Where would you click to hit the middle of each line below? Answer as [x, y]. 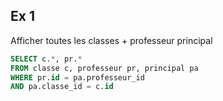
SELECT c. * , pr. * [46, 59]
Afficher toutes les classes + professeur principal [111, 40]
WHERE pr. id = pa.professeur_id [77, 77]
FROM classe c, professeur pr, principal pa [104, 68]
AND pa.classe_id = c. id [62, 87]
